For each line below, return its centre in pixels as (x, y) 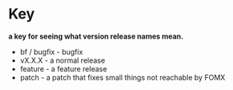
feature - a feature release (63, 68)
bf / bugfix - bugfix (51, 51)
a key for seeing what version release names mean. (96, 36)
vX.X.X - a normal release (63, 60)
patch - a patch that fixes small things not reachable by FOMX (123, 77)
